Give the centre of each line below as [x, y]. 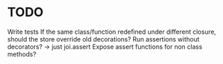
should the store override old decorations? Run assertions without [103, 39]
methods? [22, 54]
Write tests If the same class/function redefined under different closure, [112, 32]
